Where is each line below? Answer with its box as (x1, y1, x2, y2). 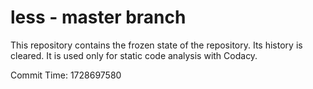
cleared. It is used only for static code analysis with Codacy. (10, 49, 258, 61)
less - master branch (10, 6, 187, 29)
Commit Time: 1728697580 (10, 69, 122, 81)
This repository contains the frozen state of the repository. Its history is (10, 39, 303, 51)
